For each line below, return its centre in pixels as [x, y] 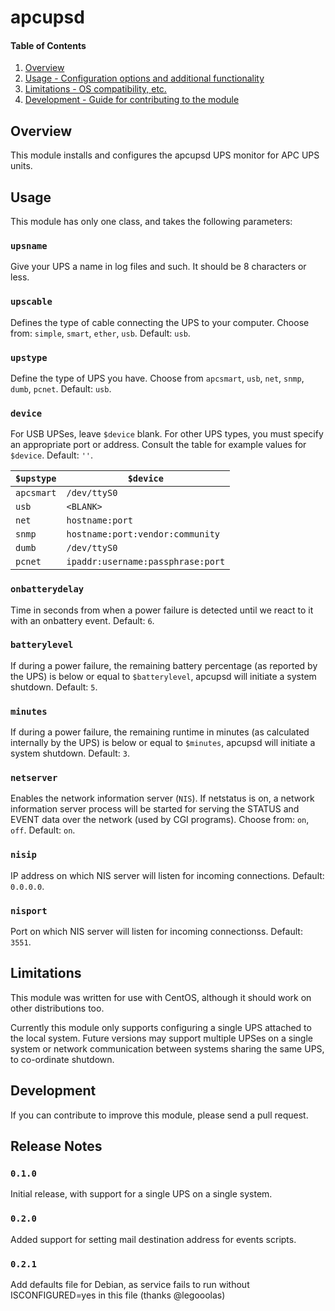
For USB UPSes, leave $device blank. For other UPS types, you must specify [167, 434]
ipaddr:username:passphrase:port [146, 562]
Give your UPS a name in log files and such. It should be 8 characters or [158, 267]
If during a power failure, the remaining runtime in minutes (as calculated [160, 732]
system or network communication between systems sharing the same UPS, [167, 1048]
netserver [34, 778]
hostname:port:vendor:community [143, 534]
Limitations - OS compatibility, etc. [95, 89]
